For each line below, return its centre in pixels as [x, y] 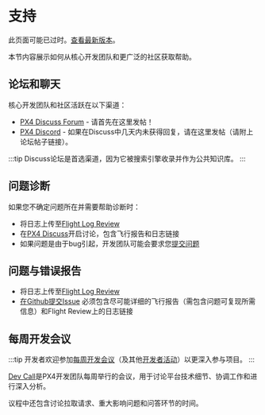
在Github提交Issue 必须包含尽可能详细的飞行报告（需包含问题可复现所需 [138, 301]
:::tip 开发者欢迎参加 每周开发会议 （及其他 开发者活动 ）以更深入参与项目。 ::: [132, 359]
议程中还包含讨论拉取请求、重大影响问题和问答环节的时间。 [106, 403]
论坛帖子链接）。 [46, 142]
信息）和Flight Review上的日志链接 [76, 312]
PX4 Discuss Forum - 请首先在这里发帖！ [86, 122]
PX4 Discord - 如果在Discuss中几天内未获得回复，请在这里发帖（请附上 [136, 131]
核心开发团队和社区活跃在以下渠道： [67, 105]
